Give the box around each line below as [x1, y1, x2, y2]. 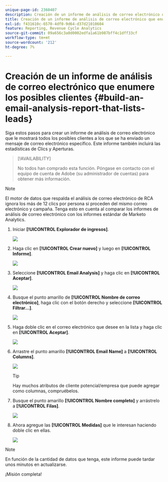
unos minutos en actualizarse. [5, 461, 67, 467]
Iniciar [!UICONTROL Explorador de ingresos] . [12, 226, 109, 232]
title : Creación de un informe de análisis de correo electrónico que [5, 17, 155, 22]
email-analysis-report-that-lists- [5, 102, 145, 114]
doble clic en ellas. [12, 427, 51, 433]
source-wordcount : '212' [5, 40, 57, 45]
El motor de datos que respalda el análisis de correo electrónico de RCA [5, 195, 153, 201]
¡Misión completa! [5, 471, 42, 477]
